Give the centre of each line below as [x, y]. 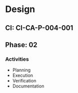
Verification [24, 81]
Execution [23, 75]
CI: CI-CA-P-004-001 [39, 28]
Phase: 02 [21, 44]
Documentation [28, 86]
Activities [17, 59]
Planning [21, 70]
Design [20, 9]
